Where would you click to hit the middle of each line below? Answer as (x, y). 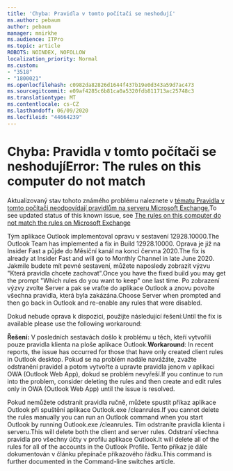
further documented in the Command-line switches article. (91, 461)
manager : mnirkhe (32, 33)
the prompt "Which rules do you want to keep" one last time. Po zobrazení (113, 280)
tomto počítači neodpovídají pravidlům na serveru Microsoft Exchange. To (112, 208)
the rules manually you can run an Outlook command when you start (105, 417)
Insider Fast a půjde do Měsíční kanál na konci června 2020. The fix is (106, 250)
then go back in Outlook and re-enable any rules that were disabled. (105, 303)
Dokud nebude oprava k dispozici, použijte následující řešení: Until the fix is (115, 316)
